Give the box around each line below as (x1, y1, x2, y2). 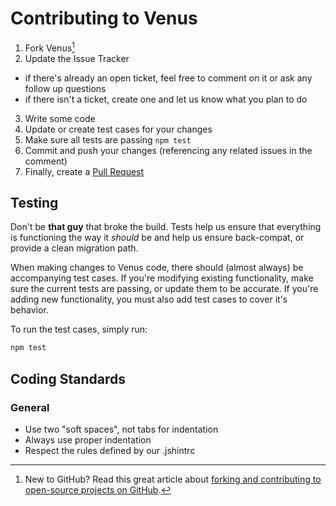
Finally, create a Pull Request (24, 165, 145, 177)
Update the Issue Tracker (24, 52, 130, 64)
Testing (10, 194, 59, 211)
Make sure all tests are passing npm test (24, 133, 192, 146)
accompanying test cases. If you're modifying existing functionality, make (10, 272, 314, 284)
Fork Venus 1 (24, 40, 75, 54)
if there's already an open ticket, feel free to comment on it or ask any (24, 72, 313, 84)
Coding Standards (10, 370, 126, 387)
